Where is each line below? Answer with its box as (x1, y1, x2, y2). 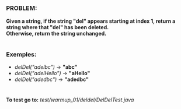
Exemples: (6, 50, 37, 58)
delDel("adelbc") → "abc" (14, 64, 78, 71)
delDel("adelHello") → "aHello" (14, 70, 90, 77)
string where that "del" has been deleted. (6, 23, 109, 30)
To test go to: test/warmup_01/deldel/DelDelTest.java (6, 96, 134, 103)
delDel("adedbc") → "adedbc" (14, 76, 89, 83)
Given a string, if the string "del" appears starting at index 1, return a (6, 17, 176, 24)
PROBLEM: (6, 4, 37, 12)
